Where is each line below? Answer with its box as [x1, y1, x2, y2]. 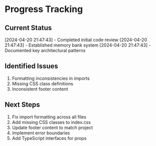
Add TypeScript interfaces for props [12, 135, 87, 141]
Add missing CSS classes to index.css [12, 119, 91, 125]
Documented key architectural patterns [5, 48, 86, 53]
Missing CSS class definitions [12, 80, 73, 86]
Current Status [5, 24, 52, 32]
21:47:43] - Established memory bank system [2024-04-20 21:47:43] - [5, 42, 151, 48]
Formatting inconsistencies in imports [12, 75, 90, 81]
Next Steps [5, 100, 40, 109]
